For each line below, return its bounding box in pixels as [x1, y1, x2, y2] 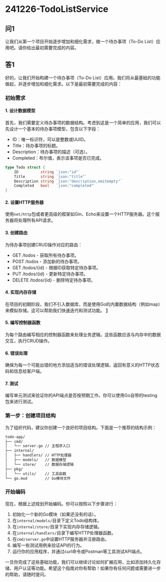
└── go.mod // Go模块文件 [5, 476, 71, 481]
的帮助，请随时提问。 [5, 571, 48, 577]
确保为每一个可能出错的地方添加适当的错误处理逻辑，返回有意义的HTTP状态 [5, 362, 160, 368]
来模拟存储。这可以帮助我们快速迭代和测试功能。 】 [5, 307, 110, 313]
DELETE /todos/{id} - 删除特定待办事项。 [12, 277, 95, 283]
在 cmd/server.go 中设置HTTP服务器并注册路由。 [12, 536, 110, 542]
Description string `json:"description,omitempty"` [14, 178, 123, 184]
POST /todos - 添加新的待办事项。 [12, 258, 82, 264]
